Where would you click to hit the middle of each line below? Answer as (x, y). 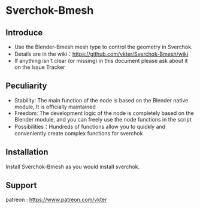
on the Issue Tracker (40, 67)
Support (21, 185)
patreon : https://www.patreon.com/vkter (56, 200)
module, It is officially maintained (55, 107)
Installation (27, 152)
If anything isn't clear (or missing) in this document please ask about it (101, 61)
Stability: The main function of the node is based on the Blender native (101, 100)
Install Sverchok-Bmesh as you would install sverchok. (73, 166)
